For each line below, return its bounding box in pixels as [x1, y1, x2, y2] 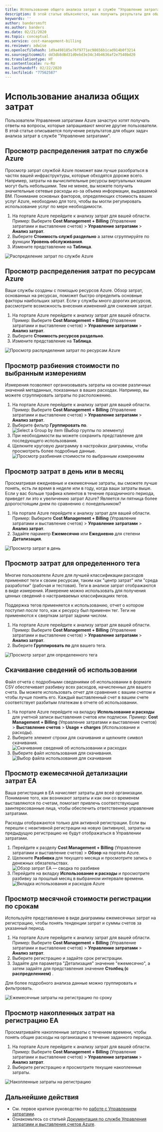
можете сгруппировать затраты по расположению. [5, 392, 112, 398]
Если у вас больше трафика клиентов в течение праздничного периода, [5, 491, 155, 496]
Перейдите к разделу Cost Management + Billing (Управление [12, 845, 142, 850]
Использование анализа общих [5, 91, 140, 102]
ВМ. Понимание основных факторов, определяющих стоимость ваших [5, 193, 153, 199]
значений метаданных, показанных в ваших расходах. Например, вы [5, 387, 149, 393]
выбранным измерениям [5, 369, 86, 377]
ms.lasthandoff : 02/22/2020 [5, 66, 62, 71]
